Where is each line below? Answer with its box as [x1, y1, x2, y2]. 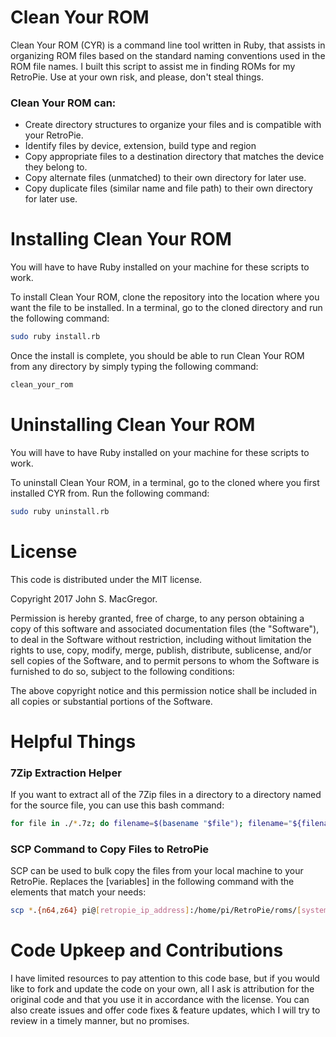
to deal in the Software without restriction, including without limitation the [10, 633, 312, 645]
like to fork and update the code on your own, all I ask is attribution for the [10, 983, 315, 995]
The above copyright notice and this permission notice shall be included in [10, 684, 317, 696]
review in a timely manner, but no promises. [10, 1015, 190, 1027]
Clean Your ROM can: [10, 96, 117, 110]
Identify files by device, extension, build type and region [24, 140, 257, 152]
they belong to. [24, 161, 88, 173]
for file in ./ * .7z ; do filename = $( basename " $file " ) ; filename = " [10, 819, 293, 829]
